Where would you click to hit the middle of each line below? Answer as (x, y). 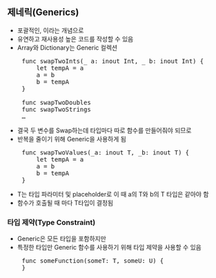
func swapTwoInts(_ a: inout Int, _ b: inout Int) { (113, 61)
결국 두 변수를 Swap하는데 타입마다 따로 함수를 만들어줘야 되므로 (104, 130)
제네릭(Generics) (43, 12)
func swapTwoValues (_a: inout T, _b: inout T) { (106, 152)
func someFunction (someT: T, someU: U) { (93, 261)
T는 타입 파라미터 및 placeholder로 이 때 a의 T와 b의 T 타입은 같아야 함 (113, 194)
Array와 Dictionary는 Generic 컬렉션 (67, 48)
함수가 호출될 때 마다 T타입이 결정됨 (65, 203)
